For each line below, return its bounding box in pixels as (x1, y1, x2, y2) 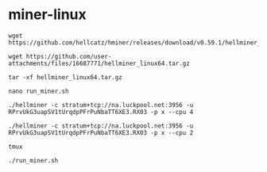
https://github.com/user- (25, 52, 112, 60)
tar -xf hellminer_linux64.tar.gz (8, 73, 123, 81)
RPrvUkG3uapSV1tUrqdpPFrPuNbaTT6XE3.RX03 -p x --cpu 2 (8, 128, 194, 136)
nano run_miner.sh (8, 87, 69, 95)
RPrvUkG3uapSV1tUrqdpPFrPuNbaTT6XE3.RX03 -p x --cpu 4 (8, 108, 194, 116)
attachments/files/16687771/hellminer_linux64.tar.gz (8, 59, 191, 67)
